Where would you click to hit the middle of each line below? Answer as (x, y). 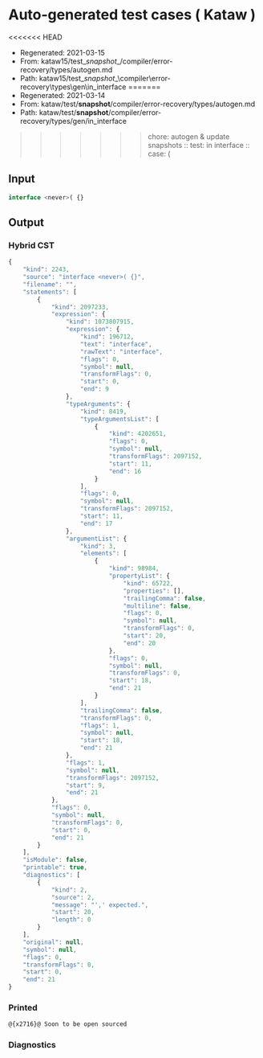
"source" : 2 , (73, 897)
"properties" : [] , (154, 591)
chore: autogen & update (189, 136)
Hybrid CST (31, 245)
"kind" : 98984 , (134, 568)
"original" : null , (53, 942)
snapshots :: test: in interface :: (199, 145)
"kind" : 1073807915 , (100, 322)
